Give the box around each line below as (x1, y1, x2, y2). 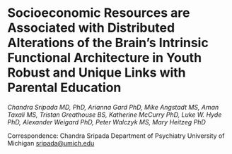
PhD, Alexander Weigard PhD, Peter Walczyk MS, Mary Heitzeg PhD (7, 117, 207, 126)
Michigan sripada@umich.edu (7, 139, 95, 147)
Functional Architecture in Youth (7, 50, 202, 66)
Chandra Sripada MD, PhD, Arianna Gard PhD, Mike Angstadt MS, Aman (7, 103, 219, 111)
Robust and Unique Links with (7, 65, 186, 81)
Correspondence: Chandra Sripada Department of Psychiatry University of (7, 131, 225, 140)
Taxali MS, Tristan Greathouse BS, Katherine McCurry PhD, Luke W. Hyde (7, 110, 222, 119)
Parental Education (7, 79, 122, 96)
